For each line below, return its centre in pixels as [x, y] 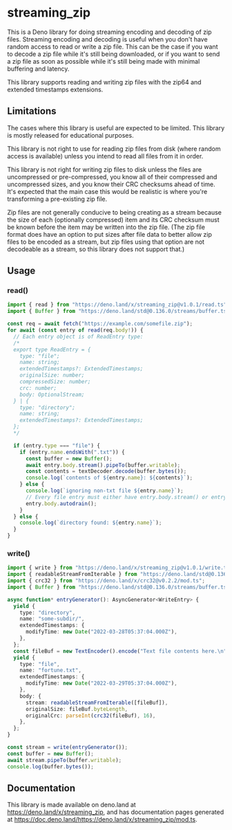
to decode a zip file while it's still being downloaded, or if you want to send [114, 54]
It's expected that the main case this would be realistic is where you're [107, 191]
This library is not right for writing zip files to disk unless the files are [105, 169]
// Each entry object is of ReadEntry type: [78, 336]
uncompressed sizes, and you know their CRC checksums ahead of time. [111, 184]
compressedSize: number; [55, 382]
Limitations [32, 111]
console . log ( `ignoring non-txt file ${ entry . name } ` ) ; [105, 491]
